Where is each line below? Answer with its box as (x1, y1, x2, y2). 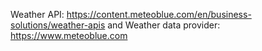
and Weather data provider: (107, 19, 221, 31)
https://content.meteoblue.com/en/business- (66, 9, 252, 20)
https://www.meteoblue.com (10, 30, 128, 41)
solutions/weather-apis (10, 19, 106, 31)
